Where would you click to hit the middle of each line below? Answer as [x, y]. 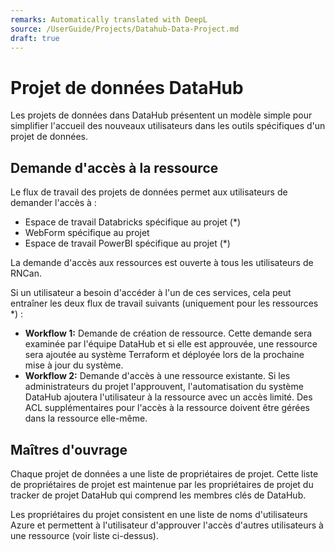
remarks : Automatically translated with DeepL [109, 19]
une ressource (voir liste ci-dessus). [84, 535]
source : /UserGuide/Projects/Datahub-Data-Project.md [125, 29]
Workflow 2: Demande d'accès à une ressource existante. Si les [157, 376]
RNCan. [26, 273]
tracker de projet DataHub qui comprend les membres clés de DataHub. [158, 495]
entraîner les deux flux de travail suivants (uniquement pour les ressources [164, 303]
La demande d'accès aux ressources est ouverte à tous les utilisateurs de [162, 263]
